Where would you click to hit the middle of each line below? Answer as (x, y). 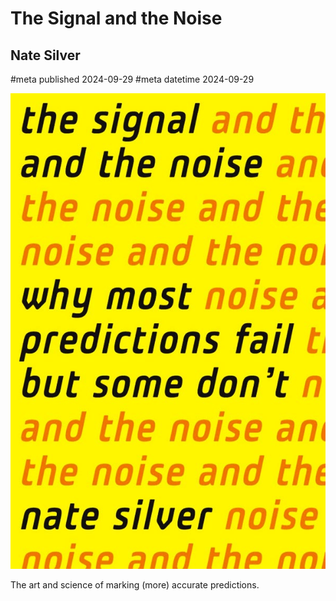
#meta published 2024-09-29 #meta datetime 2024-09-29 (132, 79)
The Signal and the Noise (116, 18)
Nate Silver (45, 55)
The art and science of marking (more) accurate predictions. (135, 585)
